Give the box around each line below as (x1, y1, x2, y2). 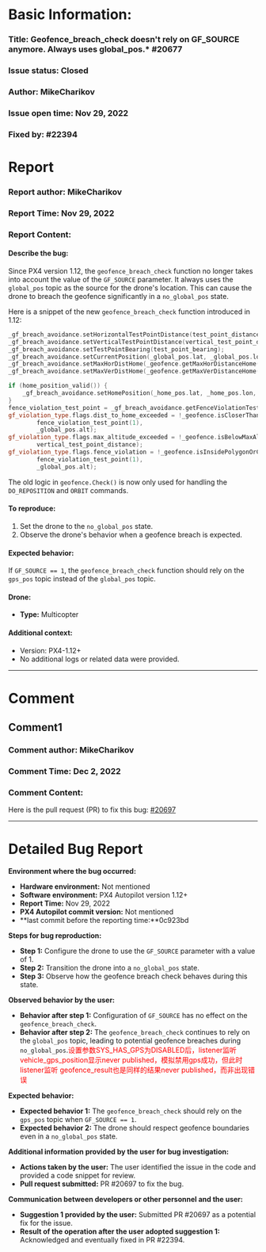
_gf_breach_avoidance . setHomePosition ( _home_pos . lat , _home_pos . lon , (22, 389, 257, 397)
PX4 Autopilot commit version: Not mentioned (19, 907, 174, 917)
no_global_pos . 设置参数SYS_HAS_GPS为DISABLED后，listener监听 (19, 1045, 237, 1055)
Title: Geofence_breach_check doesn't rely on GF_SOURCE (8, 34, 240, 45)
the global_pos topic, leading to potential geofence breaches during (19, 1036, 241, 1046)
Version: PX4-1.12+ (19, 645, 82, 655)
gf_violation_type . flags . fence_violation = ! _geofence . (8, 448, 196, 457)
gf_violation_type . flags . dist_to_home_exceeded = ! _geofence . (8, 411, 218, 419)
